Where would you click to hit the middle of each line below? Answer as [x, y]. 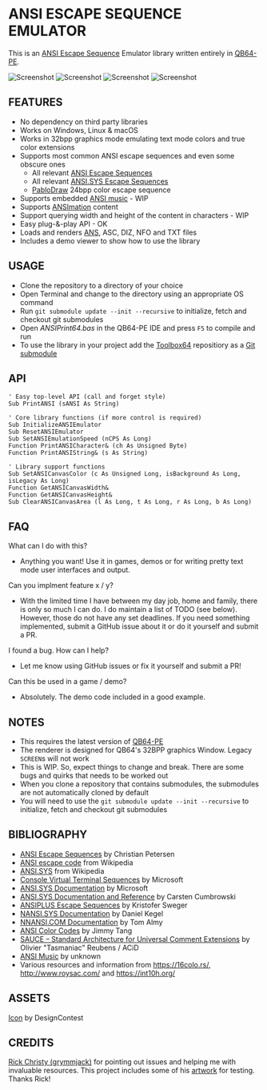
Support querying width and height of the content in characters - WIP [134, 215]
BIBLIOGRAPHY [48, 835]
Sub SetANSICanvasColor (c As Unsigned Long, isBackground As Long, [125, 474]
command [36, 302]
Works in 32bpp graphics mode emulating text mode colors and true [132, 139]
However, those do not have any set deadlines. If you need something [135, 618]
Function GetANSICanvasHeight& [60, 495]
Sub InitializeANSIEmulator [55, 425]
